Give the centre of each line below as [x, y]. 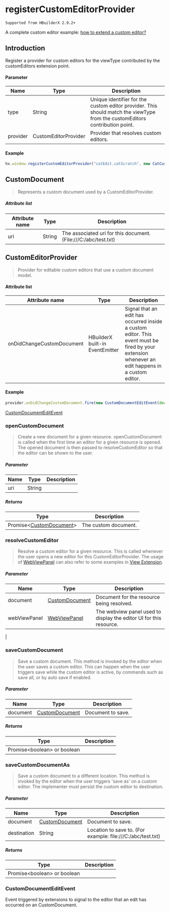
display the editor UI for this [129, 618]
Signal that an [141, 309]
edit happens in [143, 365]
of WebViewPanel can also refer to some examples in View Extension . [90, 562]
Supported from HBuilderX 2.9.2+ [40, 23]
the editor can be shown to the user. [55, 453]
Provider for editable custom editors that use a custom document [86, 269]
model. [25, 275]
